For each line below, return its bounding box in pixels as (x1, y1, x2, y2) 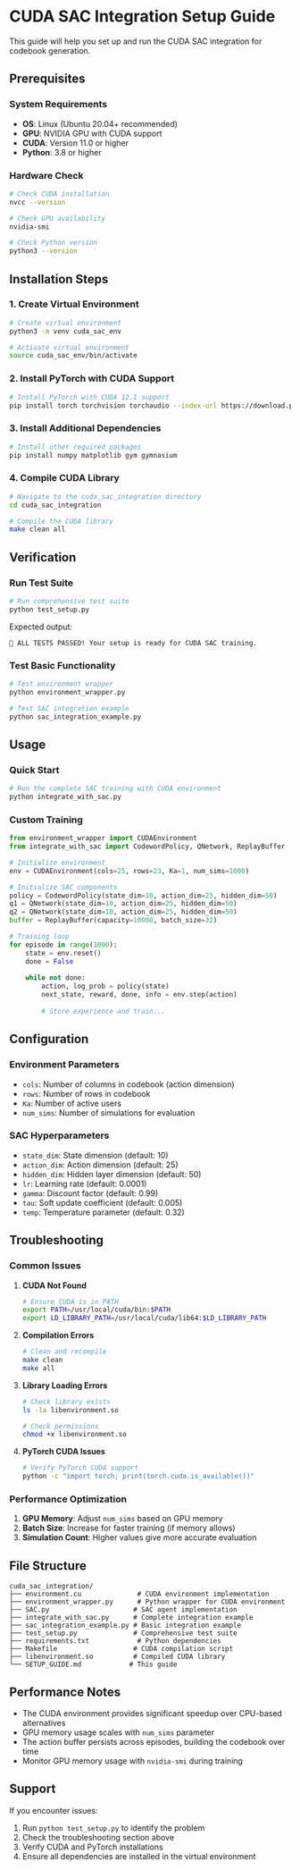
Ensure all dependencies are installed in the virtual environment (21, 1850, 256, 1861)
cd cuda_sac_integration (9, 501, 102, 510)
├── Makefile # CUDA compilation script (9, 1645, 234, 1654)
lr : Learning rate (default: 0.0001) (21, 1178, 147, 1189)
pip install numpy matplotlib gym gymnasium (9, 451, 178, 459)
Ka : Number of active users (21, 1098, 122, 1108)
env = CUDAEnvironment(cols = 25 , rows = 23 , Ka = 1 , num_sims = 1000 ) (9, 866, 250, 875)
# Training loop (9, 932, 70, 941)
